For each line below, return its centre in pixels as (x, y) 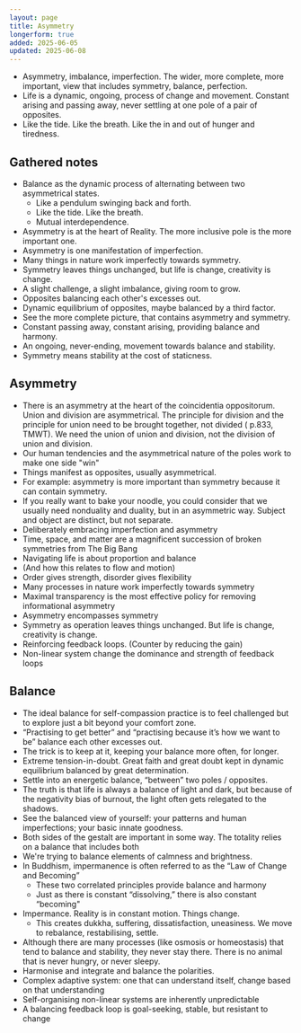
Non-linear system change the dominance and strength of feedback (148, 653)
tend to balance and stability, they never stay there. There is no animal (152, 951)
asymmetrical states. (61, 193)
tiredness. (41, 134)
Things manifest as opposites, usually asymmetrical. (120, 472)
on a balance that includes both (80, 846)
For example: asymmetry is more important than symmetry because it (151, 481)
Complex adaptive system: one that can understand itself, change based (156, 980)
